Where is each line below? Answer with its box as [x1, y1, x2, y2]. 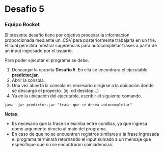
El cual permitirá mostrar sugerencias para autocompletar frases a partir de [4, 43, 157, 49]
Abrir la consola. [11, 77, 45, 83]
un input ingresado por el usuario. [4, 48, 73, 54]
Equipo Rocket [4, 21, 40, 28]
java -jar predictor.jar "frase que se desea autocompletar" [4, 102, 133, 108]
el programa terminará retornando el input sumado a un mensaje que [11, 136, 151, 142]
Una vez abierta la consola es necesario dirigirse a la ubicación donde [11, 83, 154, 89]
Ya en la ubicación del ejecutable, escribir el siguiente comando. [11, 93, 142, 99]
